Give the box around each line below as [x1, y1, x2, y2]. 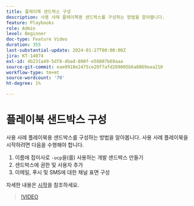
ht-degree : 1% [6, 81, 42, 87]
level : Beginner [6, 31, 46, 37]
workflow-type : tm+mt [6, 69, 60, 75]
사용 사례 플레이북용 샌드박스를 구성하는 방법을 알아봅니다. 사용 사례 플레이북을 [6, 134, 189, 141]
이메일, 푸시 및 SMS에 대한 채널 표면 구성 [14, 169, 110, 176]
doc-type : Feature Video [6, 36, 68, 42]
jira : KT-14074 [6, 53, 44, 59]
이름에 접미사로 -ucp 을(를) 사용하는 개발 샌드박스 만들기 [14, 154, 144, 161]
